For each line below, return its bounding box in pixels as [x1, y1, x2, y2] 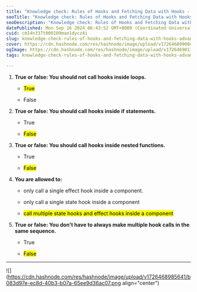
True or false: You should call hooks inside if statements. [14, 107, 157, 114]
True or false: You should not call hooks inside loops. [14, 73, 147, 80]
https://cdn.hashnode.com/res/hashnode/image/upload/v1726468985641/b [8, 273, 191, 280]
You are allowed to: [14, 175, 63, 182]
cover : [6, 42, 22, 47]
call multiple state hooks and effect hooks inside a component [23, 209, 174, 217]
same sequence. [14, 227, 57, 235]
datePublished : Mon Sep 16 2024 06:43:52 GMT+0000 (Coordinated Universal [6, 25, 193, 31]
